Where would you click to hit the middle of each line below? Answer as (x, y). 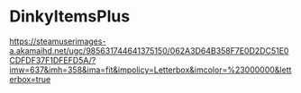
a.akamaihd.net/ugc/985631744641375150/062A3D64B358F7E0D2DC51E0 (149, 50)
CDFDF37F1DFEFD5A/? (53, 60)
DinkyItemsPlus (70, 17)
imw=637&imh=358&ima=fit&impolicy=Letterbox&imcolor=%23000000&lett (150, 70)
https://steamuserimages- (58, 41)
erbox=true (30, 79)
